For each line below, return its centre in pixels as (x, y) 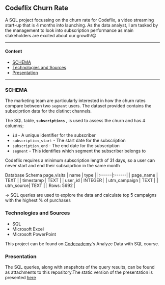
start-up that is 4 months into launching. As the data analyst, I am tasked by (82, 25)
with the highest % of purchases (38, 200)
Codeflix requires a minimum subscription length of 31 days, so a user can (80, 160)
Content (14, 52)
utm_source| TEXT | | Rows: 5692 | (40, 185)
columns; (14, 126)
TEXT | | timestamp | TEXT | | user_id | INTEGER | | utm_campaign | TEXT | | (82, 181)
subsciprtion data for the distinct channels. (48, 111)
